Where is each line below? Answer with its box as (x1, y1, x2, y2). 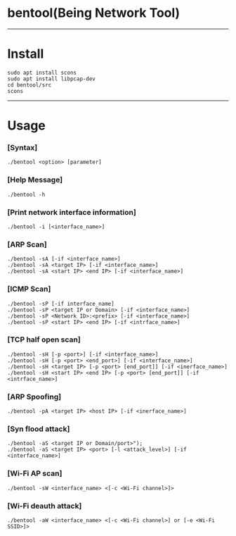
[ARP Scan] (7, 239, 47, 249)
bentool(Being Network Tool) (7, 5, 181, 21)
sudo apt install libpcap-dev (7, 75, 96, 82)
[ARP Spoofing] (7, 392, 62, 401)
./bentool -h (7, 191, 46, 198)
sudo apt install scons (7, 69, 77, 76)
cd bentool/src (7, 81, 52, 89)
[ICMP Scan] (7, 284, 51, 294)
